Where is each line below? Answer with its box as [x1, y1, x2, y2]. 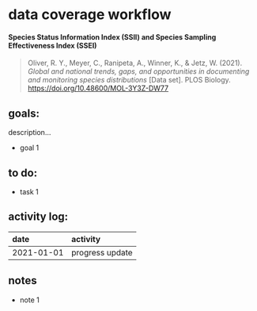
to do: [8, 166, 38, 179]
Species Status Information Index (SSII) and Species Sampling [8, 32, 217, 41]
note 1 [19, 295, 40, 305]
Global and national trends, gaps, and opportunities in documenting [27, 67, 250, 76]
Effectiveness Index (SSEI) [8, 40, 97, 50]
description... [8, 128, 51, 137]
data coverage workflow [8, 6, 172, 24]
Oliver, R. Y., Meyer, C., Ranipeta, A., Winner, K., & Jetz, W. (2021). [27, 58, 243, 68]
